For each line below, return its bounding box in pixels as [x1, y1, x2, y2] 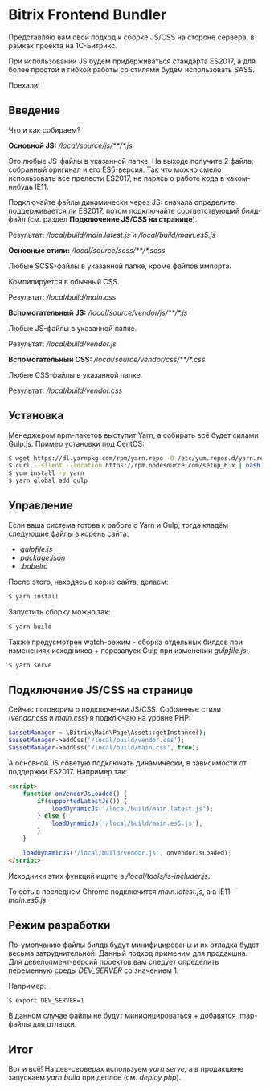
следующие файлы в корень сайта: [8, 529, 129, 538]
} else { [37, 812, 67, 820]
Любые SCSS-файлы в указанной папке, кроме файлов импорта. [8, 261, 231, 271]
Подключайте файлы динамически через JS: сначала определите [8, 197, 235, 206]
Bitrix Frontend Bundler [8, 6, 167, 24]
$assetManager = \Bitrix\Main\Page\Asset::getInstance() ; [8, 729, 207, 737]
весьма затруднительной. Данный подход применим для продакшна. [8, 948, 248, 957]
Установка [8, 409, 64, 423]
